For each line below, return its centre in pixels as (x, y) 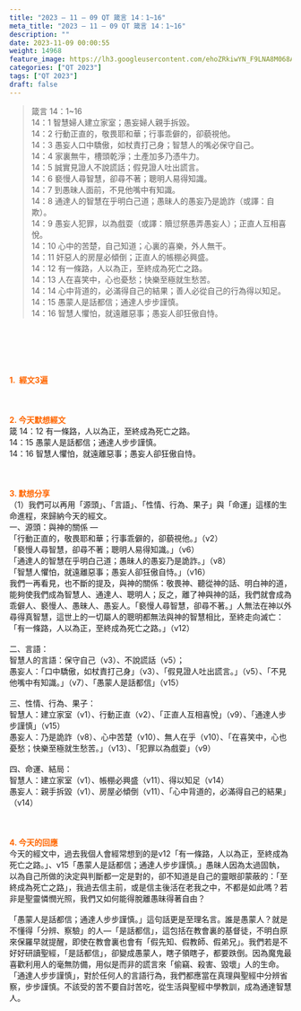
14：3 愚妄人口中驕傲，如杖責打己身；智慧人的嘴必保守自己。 (145, 145)
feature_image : (38, 59)
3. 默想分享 (30, 493)
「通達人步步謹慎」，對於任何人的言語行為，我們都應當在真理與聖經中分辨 (145, 975)
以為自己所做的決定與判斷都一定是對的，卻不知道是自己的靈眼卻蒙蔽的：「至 (149, 875)
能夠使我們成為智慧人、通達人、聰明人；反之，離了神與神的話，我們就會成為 (150, 594)
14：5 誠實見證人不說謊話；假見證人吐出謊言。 (117, 167)
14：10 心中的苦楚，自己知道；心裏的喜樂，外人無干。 (131, 246)
